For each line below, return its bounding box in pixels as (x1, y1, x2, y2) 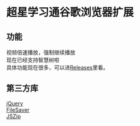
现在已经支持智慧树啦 (6, 56, 59, 64)
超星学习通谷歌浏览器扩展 (6, 5, 135, 19)
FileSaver (6, 106, 30, 113)
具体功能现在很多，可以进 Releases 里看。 (6, 64, 109, 71)
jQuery (6, 99, 23, 107)
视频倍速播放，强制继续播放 (6, 49, 76, 56)
